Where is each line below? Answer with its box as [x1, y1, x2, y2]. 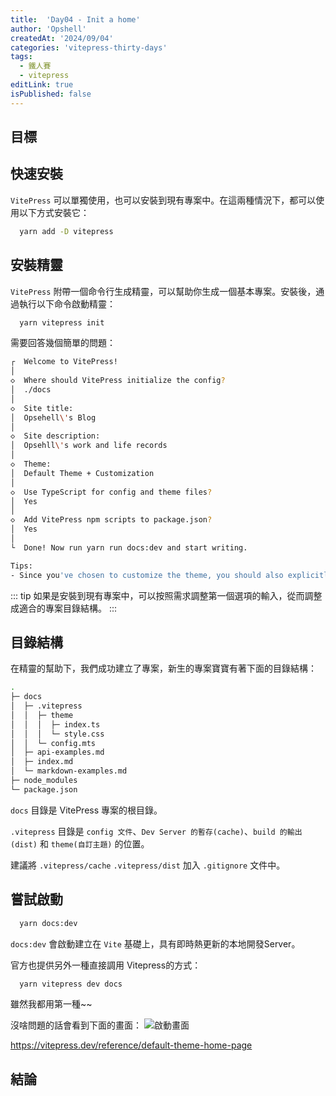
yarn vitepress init [19, 317, 105, 328]
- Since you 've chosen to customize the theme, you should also [10, 570, 284, 580]
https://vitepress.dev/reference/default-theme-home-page [10, 1039, 253, 1051]
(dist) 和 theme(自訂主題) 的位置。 [10, 837, 150, 850]
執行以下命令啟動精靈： [18, 297, 116, 310]
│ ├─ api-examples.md [10, 747, 105, 758]
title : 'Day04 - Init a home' [10, 14, 141, 25]
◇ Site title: [10, 403, 74, 413]
